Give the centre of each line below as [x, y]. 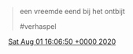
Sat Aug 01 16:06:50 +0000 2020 [62, 41]
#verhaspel [38, 26]
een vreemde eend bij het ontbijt [72, 11]
